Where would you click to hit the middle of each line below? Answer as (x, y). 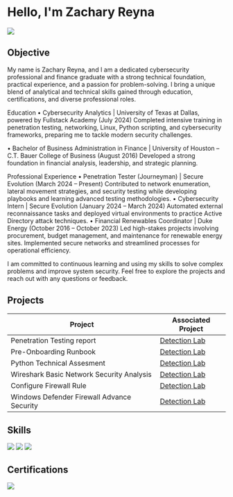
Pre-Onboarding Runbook (53, 352)
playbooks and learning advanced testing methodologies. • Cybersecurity (113, 198)
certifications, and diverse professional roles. (72, 99)
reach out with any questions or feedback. (68, 278)
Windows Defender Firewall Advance (71, 397)
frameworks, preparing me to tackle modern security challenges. (100, 135)
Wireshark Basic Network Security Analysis (81, 374)
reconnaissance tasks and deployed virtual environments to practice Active (115, 213)
